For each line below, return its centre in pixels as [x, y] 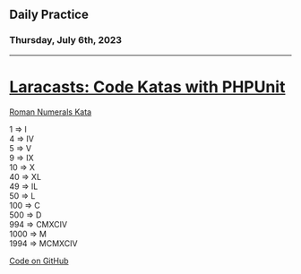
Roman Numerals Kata [51, 112]
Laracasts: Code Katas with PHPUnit [147, 86]
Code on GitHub [39, 261]
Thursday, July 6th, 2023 [66, 40]
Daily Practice [49, 15]
